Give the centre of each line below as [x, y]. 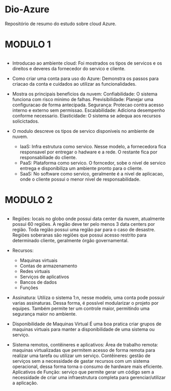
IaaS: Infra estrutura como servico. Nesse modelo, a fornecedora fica [93, 146]
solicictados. [26, 121]
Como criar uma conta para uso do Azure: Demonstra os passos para [85, 79]
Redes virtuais [35, 271]
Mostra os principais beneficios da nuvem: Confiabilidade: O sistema [85, 94]
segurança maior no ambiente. [45, 314]
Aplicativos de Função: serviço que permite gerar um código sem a [83, 372]
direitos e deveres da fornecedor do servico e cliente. [69, 68]
